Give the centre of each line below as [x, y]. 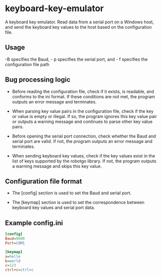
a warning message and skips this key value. [57, 166]
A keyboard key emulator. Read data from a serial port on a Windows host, [80, 22]
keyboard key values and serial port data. [54, 207]
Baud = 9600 [15, 239]
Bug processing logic [38, 80]
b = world [13, 261]
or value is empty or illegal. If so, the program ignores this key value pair [84, 116]
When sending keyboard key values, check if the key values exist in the [84, 155]
